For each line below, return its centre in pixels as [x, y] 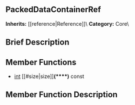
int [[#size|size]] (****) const [49, 76]
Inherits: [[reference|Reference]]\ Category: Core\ [67, 23]
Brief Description [37, 43]
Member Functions [41, 62]
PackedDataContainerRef [53, 10]
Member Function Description [62, 95]
